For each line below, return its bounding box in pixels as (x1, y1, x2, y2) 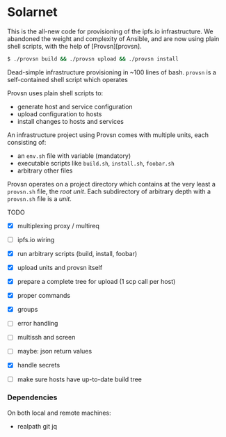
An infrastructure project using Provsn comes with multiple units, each (7, 130, 209, 139)
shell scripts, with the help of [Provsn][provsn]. (7, 42, 142, 50)
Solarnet (7, 4, 58, 20)
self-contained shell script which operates (7, 75, 129, 84)
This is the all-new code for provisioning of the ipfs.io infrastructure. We (7, 27, 213, 35)
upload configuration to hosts (17, 109, 102, 118)
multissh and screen (17, 333, 76, 342)
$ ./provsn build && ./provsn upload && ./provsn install (7, 55, 179, 63)
